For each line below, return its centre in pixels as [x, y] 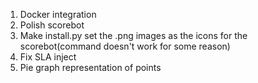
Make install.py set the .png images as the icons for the [133, 35]
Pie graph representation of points [90, 67]
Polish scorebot [52, 25]
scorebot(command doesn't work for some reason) [125, 46]
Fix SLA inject [48, 57]
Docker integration [58, 14]
